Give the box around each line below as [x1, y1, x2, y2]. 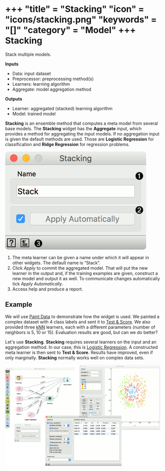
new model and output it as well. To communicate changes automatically [12, 276, 160, 282]
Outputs [5, 95, 23, 102]
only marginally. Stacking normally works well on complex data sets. [5, 355, 144, 361]
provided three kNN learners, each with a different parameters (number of [5, 324, 156, 330]
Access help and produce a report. [12, 286, 83, 292]
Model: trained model [12, 110, 56, 117]
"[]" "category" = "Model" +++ [5, 25, 136, 36]
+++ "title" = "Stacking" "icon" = [5, 3, 144, 15]
